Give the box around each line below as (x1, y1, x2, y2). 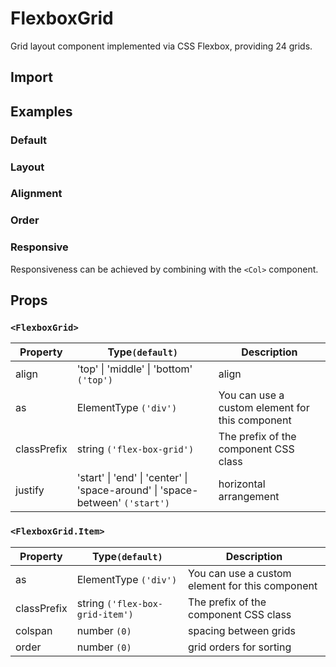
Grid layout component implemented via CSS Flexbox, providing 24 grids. (10, 40, 313, 52)
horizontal (218, 477, 266, 491)
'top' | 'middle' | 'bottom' (76, 362, 193, 376)
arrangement (218, 490, 280, 504)
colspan (15, 623, 53, 637)
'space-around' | (76, 483, 158, 497)
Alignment (10, 187, 63, 201)
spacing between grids (188, 623, 296, 637)
